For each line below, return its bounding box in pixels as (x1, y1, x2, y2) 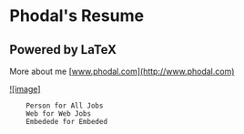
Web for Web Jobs (25, 109, 92, 119)
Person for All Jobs (25, 101, 104, 110)
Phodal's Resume (9, 5, 144, 26)
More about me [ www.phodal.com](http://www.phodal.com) (9, 66, 235, 77)
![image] (9, 84, 41, 94)
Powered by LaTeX (9, 42, 117, 57)
